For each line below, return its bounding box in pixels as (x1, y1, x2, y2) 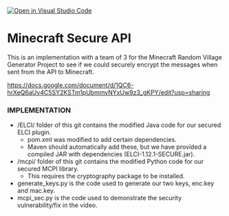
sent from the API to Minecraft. (7, 67, 95, 75)
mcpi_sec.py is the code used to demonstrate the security (17, 194, 182, 202)
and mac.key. (17, 187, 56, 195)
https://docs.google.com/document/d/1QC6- (7, 81, 134, 89)
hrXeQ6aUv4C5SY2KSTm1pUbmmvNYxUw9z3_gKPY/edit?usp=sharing (7, 88, 210, 96)
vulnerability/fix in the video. (17, 201, 98, 209)
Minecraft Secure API (7, 31, 132, 46)
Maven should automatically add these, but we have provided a (27, 143, 207, 151)
